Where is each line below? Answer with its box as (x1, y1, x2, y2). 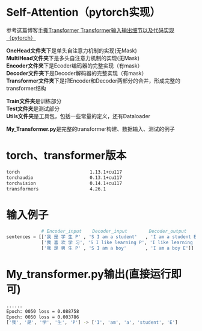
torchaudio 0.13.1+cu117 (6, 174, 122, 181)
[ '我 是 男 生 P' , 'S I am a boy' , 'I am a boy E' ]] (41, 245, 194, 251)
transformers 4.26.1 (6, 186, 106, 192)
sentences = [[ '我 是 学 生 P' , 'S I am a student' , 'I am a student (6, 234, 191, 240)
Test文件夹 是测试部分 (6, 105, 60, 112)
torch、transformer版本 (6, 149, 127, 163)
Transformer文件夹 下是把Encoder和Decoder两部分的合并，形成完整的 (6, 77, 180, 84)
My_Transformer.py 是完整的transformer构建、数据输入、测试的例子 (6, 125, 176, 133)
